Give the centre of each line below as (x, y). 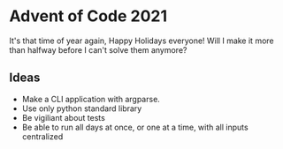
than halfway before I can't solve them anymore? (98, 49)
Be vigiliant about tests (64, 117)
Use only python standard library (82, 108)
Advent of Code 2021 (88, 16)
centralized (42, 136)
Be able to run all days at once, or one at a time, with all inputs (135, 127)
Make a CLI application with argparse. (91, 99)
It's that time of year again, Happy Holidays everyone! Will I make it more (141, 41)
